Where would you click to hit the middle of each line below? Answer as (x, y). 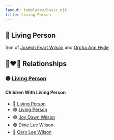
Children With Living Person (36, 93)
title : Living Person (28, 15)
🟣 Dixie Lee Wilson (33, 125)
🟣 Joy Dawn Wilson (34, 117)
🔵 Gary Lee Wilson (32, 132)
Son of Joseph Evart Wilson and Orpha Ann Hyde (57, 48)
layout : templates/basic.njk (36, 10)
